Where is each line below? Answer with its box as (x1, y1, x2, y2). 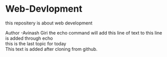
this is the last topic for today (5, 40, 66, 46)
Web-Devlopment (5, 3, 83, 15)
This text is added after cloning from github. (5, 46, 98, 52)
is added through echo (5, 35, 53, 41)
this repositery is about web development (5, 20, 93, 26)
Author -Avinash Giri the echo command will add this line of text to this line (5, 30, 162, 36)
